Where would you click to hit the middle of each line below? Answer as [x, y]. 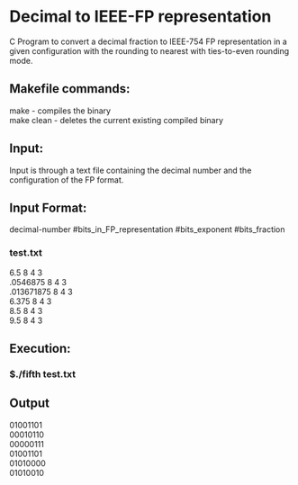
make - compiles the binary [60, 111]
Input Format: [48, 207]
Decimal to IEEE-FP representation [140, 17]
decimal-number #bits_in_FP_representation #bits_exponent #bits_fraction [147, 229]
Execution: [40, 349]
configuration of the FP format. [67, 180]
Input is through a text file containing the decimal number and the [131, 170]
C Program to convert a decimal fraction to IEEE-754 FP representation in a [149, 41]
